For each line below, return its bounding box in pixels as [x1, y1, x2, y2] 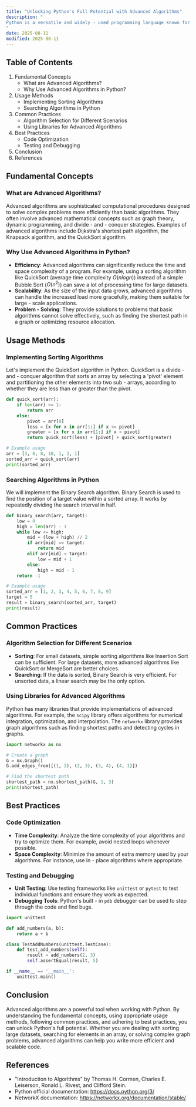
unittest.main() [16, 974, 57, 980]
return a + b [16, 931, 49, 937]
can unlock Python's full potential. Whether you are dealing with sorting [6, 1024, 180, 1031]
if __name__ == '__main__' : [6, 968, 75, 974]
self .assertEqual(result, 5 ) [27, 958, 99, 964]
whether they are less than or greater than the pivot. [6, 385, 132, 392]
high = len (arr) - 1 [16, 524, 67, 529]
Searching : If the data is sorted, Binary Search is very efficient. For [14, 671, 177, 678]
